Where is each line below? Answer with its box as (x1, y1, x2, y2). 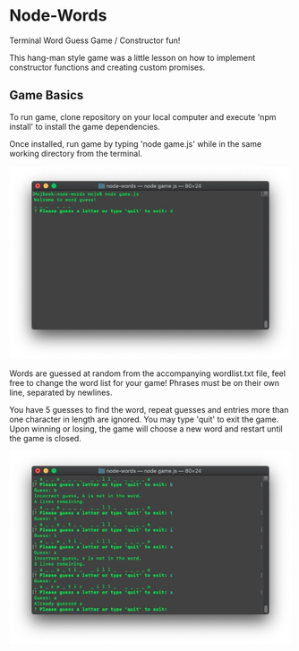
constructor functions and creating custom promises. (9, 62, 206, 73)
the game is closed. (9, 433, 82, 443)
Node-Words (9, 5, 107, 26)
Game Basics (9, 88, 84, 103)
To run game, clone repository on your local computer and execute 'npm (9, 111, 277, 122)
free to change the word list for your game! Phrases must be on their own (9, 377, 280, 388)
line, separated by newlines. (9, 387, 113, 398)
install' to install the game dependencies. (9, 121, 161, 132)
